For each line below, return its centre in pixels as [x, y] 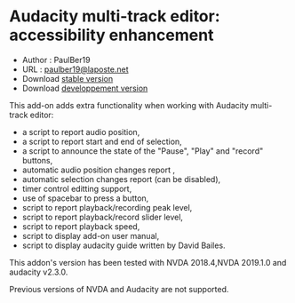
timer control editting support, [77, 188]
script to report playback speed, [81, 226]
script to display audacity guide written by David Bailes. [124, 245]
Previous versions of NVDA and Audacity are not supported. [119, 289]
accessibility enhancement [112, 35]
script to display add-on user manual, [91, 235]
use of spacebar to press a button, [85, 198]
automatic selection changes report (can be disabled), [121, 179]
